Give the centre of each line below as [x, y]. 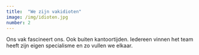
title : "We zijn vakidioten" [44, 12]
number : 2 [19, 22]
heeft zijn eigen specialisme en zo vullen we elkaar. [70, 46]
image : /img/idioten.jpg [37, 17]
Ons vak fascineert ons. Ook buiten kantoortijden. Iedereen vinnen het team [100, 40]
